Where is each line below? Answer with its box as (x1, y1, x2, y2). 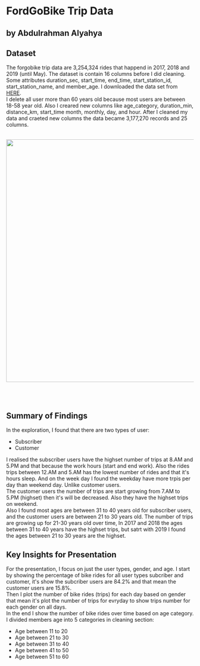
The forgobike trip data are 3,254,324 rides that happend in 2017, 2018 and (6, 64, 190, 71)
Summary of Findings (6, 410, 88, 421)
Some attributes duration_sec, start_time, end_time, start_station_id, (6, 76, 173, 84)
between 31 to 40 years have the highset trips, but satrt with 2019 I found (6, 526, 186, 533)
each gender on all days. (6, 603, 67, 610)
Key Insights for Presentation (6, 550, 117, 560)
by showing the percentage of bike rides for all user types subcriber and (6, 572, 184, 579)
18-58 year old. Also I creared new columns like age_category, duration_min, (6, 102, 193, 109)
